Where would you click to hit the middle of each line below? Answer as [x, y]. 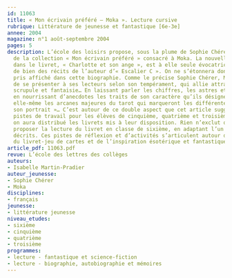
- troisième [24, 245]
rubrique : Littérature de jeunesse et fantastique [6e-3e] [94, 26]
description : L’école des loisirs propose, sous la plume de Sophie [108, 52]
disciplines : [26, 193]
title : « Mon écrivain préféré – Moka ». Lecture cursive [92, 20]
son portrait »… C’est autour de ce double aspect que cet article [113, 110]
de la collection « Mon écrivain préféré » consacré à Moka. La [108, 59]
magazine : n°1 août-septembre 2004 [58, 39]
